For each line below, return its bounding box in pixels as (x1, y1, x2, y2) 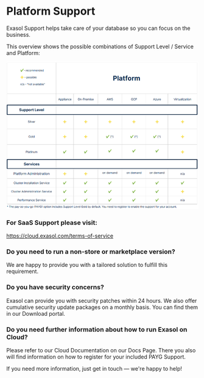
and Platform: (6, 49, 41, 56)
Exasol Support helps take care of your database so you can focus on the (6, 24, 191, 32)
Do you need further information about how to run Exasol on (6, 325, 188, 333)
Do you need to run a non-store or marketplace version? (6, 247, 175, 256)
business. (6, 31, 30, 38)
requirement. (6, 267, 38, 275)
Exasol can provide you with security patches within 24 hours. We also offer (6, 297, 197, 304)
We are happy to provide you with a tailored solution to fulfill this (6, 261, 168, 269)
